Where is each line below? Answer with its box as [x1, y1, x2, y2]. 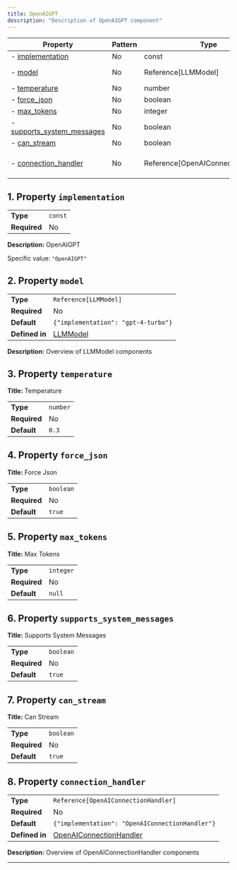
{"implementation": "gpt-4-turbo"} [53, 318, 173, 327]
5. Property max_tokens [7, 531, 108, 543]
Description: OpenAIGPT [7, 241, 81, 249]
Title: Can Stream [7, 713, 59, 721]
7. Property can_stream [7, 693, 107, 706]
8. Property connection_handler [7, 775, 146, 787]
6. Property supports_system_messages [7, 612, 174, 624]
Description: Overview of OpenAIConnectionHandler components [7, 848, 200, 857]
